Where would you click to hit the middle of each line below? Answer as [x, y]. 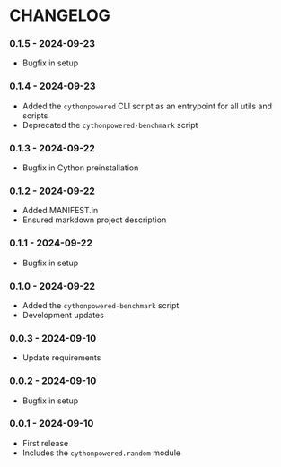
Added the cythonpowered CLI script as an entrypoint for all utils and [147, 106]
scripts [35, 115]
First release [45, 443]
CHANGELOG [60, 16]
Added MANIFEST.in [60, 211]
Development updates [63, 315]
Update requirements [61, 358]
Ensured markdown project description [94, 220]
